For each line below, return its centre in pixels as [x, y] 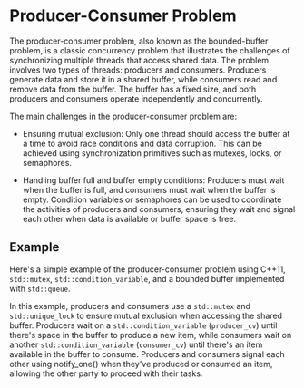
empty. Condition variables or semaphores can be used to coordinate [152, 199]
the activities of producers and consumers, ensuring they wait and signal [159, 209]
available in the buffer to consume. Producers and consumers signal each [147, 354]
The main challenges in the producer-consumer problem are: [123, 116]
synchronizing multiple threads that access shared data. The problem [139, 60]
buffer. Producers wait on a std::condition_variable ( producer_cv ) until [143, 325]
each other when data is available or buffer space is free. [129, 218]
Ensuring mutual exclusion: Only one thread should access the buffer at [156, 133]
